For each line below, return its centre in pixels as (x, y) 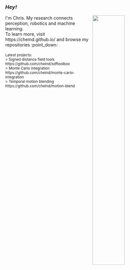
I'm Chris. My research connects (39, 18)
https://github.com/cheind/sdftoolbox (38, 64)
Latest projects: (19, 55)
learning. (14, 29)
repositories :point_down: (31, 45)
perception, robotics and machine (40, 23)
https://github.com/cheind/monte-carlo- (40, 73)
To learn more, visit (25, 34)
